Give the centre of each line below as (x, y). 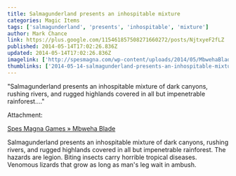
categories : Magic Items (44, 20)
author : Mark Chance (38, 33)
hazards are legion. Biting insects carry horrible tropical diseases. (102, 157)
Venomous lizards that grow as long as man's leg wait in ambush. (102, 164)
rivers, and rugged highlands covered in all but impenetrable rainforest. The (117, 149)
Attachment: (25, 115)
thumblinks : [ (28, 66)
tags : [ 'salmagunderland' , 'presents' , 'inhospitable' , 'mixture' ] (108, 27)
